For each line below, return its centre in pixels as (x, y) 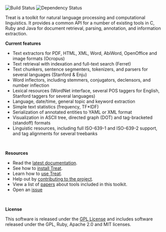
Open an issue (27, 190)
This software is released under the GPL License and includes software (79, 219)
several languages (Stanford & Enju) (50, 75)
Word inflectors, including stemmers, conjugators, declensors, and (81, 80)
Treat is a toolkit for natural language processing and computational (75, 17)
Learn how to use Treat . (37, 173)
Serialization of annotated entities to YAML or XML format (72, 112)
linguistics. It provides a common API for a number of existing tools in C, (80, 23)
